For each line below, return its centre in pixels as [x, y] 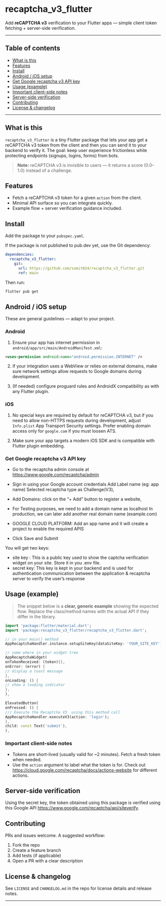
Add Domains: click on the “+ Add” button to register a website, [77, 499]
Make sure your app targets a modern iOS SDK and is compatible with [83, 440]
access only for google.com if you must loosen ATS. [64, 431]
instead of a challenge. [49, 170]
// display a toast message [34, 671]
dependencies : [20, 254]
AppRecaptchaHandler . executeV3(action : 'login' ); [57, 717]
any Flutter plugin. [31, 392]
